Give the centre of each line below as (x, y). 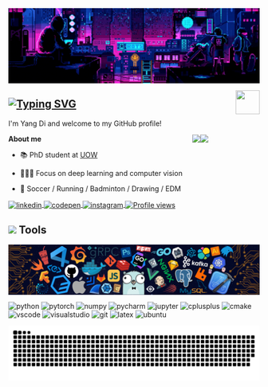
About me (25, 139)
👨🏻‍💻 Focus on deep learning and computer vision (101, 173)
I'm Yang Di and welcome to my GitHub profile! (85, 123)
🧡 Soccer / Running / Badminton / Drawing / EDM (100, 188)
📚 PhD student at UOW (59, 154)
